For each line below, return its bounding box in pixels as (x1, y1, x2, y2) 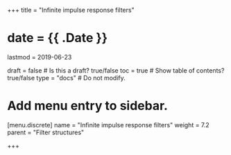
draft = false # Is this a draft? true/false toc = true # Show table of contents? (7, 66, 225, 75)
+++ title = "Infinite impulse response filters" (7, 6, 135, 14)
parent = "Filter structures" (7, 128, 85, 136)
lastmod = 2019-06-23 (7, 53, 72, 61)
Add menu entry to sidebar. (7, 98, 169, 113)
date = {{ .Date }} (7, 30, 108, 46)
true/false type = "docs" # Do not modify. (7, 73, 126, 82)
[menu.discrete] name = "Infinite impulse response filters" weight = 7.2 (7, 120, 209, 129)
